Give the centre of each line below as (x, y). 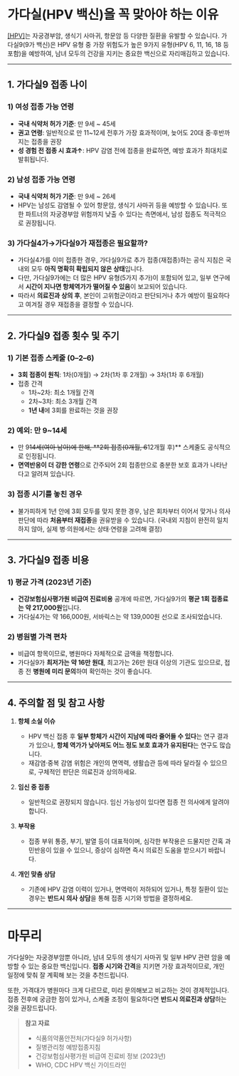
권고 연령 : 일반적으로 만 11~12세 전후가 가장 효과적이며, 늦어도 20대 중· (115, 132)
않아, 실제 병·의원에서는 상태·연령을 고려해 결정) (96, 529)
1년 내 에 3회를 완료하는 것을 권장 (73, 410)
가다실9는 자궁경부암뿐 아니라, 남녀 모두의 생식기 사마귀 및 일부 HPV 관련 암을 (115, 957)
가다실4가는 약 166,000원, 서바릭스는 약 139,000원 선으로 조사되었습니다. (120, 617)
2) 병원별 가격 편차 (37, 637)
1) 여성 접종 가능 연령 (41, 107)
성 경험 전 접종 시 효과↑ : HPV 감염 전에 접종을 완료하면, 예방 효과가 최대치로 (123, 150)
